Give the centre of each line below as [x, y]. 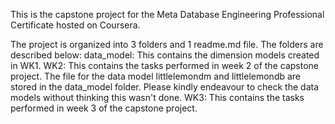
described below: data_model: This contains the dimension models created [165, 55]
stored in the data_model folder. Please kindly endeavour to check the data [165, 87]
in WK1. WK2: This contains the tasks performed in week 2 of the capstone [164, 65]
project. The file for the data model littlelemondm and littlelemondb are [156, 76]
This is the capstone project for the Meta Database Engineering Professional [167, 14]
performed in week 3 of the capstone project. [104, 108]
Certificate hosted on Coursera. [75, 25]
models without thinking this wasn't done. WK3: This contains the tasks [157, 97]
